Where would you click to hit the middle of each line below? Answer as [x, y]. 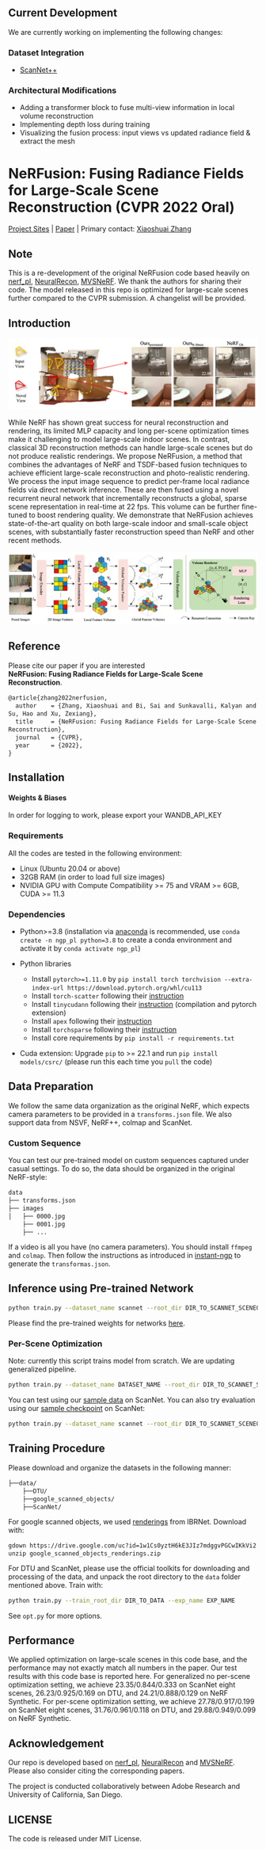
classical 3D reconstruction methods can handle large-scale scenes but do [131, 448]
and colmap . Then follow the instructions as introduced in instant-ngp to [125, 1256]
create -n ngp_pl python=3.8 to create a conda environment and [125, 940]
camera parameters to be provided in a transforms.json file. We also [120, 1114]
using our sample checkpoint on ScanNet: [76, 1408]
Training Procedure [57, 1449]
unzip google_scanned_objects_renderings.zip [84, 1553]
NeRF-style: [28, 1177]
